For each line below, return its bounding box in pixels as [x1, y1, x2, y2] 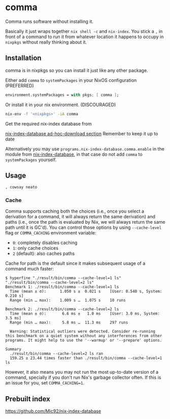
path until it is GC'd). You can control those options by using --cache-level [5, 224, 162, 230]
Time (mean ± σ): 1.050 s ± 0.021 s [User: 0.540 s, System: [10, 289, 162, 294]
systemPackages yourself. [5, 157, 57, 163]
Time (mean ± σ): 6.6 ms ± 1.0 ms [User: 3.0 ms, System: [10, 311, 160, 316]
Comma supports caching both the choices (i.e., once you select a [5, 208, 145, 215]
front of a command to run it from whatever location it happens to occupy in [5, 34, 164, 40]
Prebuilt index [5, 395, 51, 403]
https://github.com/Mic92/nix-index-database [5, 408, 101, 414]
